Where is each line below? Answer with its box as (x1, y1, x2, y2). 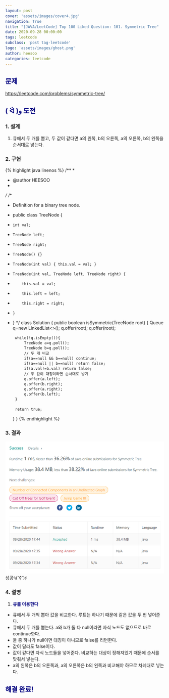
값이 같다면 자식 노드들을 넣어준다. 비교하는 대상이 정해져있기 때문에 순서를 (12, 650, 160, 656)
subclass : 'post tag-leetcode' (5, 40, 71, 46)
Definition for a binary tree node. (12, 202, 81, 208)
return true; (15, 407, 42, 412)
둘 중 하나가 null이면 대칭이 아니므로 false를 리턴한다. (12, 637, 118, 643)
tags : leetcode (5, 35, 37, 40)
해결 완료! (5, 685, 34, 693)
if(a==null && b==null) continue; (24, 356, 97, 361)
